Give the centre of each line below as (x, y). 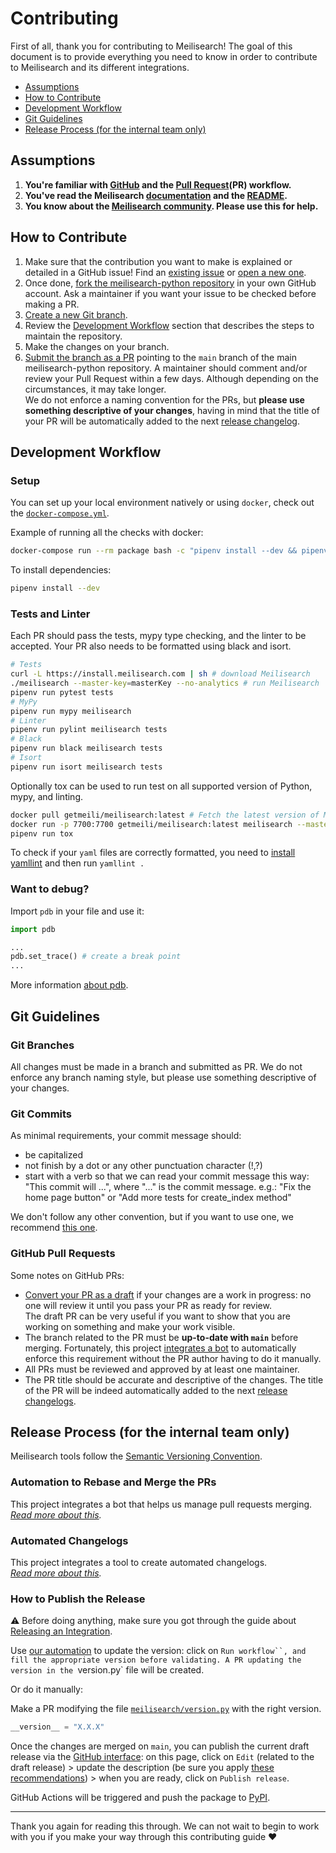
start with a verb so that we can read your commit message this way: (167, 1176)
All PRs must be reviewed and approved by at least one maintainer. (162, 1369)
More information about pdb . (69, 985)
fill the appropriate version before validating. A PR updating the (156, 1660)
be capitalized (53, 1155)
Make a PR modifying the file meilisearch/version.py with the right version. (166, 1709)
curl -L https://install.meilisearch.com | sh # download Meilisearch (160, 674)
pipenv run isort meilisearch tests (86, 767)
